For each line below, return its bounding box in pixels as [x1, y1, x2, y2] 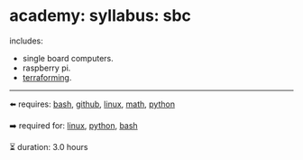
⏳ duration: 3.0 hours [9, 141, 88, 152]
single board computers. [22, 52, 115, 63]
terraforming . [22, 71, 72, 82]
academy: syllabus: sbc [9, 5, 192, 26]
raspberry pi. [22, 62, 71, 73]
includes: [9, 35, 43, 46]
